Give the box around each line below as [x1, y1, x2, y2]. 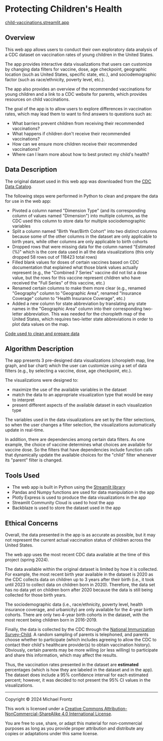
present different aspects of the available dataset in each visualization [12, 402, 152, 408]
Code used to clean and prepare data [5, 331, 80, 336]
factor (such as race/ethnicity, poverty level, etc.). [5, 76, 105, 82]
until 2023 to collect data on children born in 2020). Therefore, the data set [5, 582, 155, 587]
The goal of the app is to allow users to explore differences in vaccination [5, 106, 152, 111]
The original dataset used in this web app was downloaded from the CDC [5, 178, 151, 184]
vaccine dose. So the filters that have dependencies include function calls [5, 447, 153, 453]
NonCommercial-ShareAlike [5, 711, 61, 717]
